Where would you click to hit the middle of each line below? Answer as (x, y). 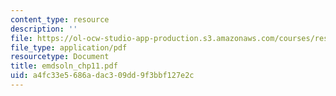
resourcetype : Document (60, 57)
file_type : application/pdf (69, 47)
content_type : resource (60, 19)
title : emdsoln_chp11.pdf (64, 66)
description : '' (44, 29)
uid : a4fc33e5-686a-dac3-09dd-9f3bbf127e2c (102, 76)
